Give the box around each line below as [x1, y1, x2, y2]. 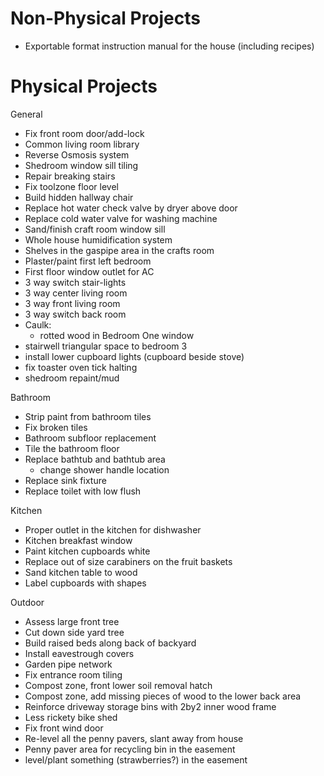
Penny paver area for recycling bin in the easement [24, 743, 236, 755]
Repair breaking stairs [24, 170, 116, 182]
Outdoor [10, 596, 45, 608]
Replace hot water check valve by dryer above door [24, 202, 238, 214]
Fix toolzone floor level [24, 180, 119, 192]
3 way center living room [24, 287, 128, 299]
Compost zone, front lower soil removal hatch [24, 679, 213, 691]
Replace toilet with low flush [24, 485, 142, 497]
